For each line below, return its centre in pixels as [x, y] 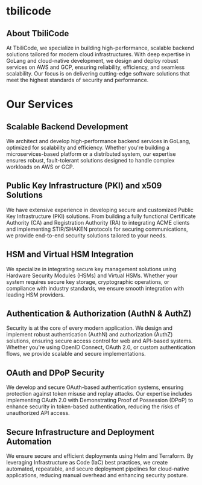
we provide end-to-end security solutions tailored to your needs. [87, 235]
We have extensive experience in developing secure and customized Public [100, 210]
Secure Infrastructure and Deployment [80, 432]
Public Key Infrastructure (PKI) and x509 [84, 186]
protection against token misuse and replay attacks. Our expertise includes [99, 394]
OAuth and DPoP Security [55, 373]
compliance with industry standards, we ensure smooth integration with [95, 288]
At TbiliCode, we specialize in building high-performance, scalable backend [100, 48]
